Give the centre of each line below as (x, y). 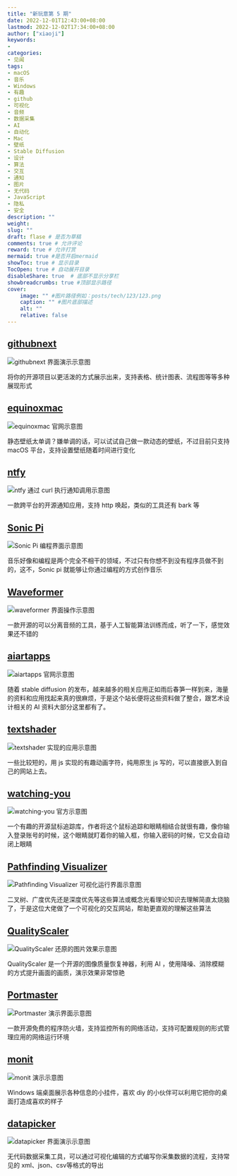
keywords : (22, 40)
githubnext (32, 344)
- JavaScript (26, 197)
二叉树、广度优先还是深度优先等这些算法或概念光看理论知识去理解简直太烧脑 (119, 900)
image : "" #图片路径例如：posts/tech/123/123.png (91, 296)
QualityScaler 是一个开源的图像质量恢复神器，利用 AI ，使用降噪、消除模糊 (116, 964)
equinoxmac (35, 409)
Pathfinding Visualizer (57, 867)
